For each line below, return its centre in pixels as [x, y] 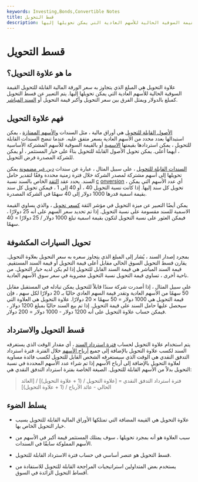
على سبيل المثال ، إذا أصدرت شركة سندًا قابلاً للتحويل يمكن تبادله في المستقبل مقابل [99, 287]
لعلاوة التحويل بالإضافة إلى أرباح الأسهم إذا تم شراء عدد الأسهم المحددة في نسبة [94, 363]
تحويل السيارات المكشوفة [49, 242]
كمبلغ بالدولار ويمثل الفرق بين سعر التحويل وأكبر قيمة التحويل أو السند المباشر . [92, 100]
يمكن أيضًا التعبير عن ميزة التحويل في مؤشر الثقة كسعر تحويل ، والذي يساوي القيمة [97, 205]
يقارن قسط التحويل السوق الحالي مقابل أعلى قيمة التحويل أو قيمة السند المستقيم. [97, 263]
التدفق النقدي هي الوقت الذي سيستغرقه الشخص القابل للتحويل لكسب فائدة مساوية [98, 357]
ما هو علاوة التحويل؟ [39, 73]
